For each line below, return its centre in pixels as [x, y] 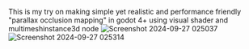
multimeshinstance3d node [54, 29]
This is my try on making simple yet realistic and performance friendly [125, 12]
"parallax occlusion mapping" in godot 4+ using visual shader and [118, 20]
